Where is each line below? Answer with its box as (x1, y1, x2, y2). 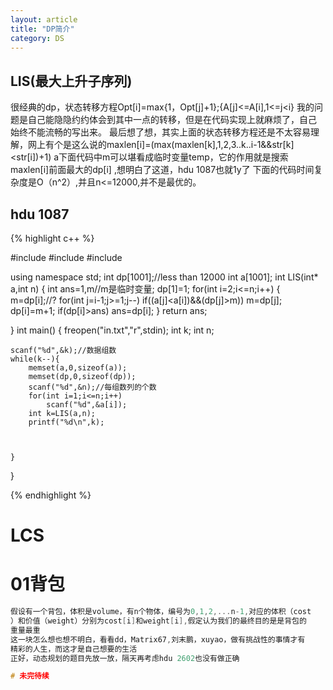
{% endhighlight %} (10, 489, 92, 501)
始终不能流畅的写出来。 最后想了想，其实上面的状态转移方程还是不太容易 (10, 126, 311, 138)
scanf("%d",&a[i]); (46, 400, 128, 410)
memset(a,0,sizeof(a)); (28, 363, 128, 373)
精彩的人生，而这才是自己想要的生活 (10, 644, 138, 654)
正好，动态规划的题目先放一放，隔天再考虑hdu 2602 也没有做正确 (10, 653, 240, 663)
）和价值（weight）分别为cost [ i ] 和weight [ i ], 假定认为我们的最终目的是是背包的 (10, 616, 307, 626)
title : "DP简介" (10, 24, 75, 34)
